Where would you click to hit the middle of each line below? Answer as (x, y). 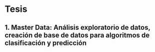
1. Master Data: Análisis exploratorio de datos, (77, 27)
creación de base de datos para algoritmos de (77, 35)
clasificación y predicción (46, 43)
